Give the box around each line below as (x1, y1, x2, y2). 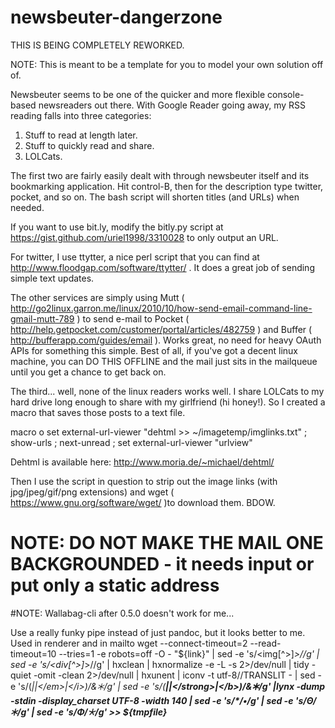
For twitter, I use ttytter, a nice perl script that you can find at (10, 251, 260, 263)
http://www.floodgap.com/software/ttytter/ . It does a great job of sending (10, 261, 315, 273)
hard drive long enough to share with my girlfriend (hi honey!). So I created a (10, 396, 326, 408)
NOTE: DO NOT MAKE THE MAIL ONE (10, 532, 324, 555)
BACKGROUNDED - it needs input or (10, 553, 315, 576)
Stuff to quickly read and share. (24, 139, 155, 151)
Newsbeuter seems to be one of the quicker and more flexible (10, 88, 266, 100)
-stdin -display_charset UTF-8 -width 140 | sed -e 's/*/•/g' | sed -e (10, 694, 294, 706)
